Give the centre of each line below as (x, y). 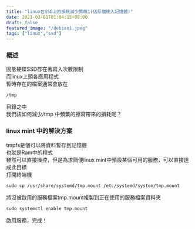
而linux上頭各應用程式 (32, 77)
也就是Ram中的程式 (30, 152)
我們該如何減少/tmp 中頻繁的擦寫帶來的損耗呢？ (64, 114)
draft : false (22, 22)
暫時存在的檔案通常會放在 (37, 84)
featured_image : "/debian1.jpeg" (47, 28)
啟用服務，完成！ (27, 220)
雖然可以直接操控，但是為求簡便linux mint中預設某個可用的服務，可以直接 (95, 159)
